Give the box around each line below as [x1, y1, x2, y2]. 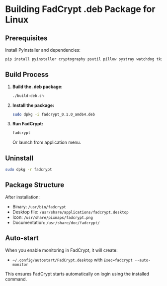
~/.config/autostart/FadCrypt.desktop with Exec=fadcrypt [12, 257, 133, 263]
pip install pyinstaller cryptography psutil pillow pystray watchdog [5, 57, 155, 62]
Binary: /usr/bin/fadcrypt [12, 203, 66, 209]
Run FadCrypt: [12, 121, 44, 127]
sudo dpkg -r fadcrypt [5, 167, 52, 172]
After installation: [5, 194, 40, 200]
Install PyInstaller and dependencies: [5, 47, 81, 53]
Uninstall [5, 154, 34, 162]
